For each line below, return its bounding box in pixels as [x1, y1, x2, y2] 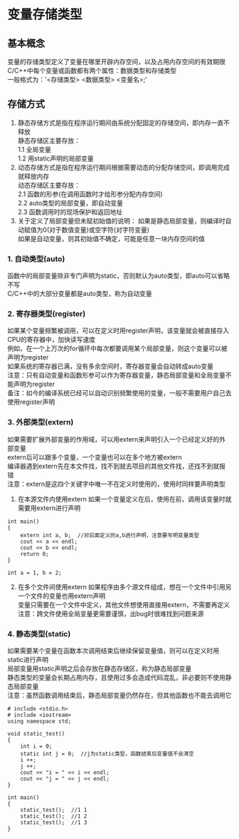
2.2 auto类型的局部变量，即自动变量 [17, 198, 123, 207]
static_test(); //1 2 [20, 813, 87, 820]
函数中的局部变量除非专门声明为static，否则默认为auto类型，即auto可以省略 [7, 272, 230, 280]
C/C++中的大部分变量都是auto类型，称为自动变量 [7, 290, 152, 298]
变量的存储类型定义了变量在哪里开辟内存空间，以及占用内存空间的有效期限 [7, 58, 225, 66]
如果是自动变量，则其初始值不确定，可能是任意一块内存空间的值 [17, 234, 205, 243]
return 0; [20, 550, 50, 557]
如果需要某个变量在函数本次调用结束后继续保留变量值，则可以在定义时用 [7, 646, 219, 655]
